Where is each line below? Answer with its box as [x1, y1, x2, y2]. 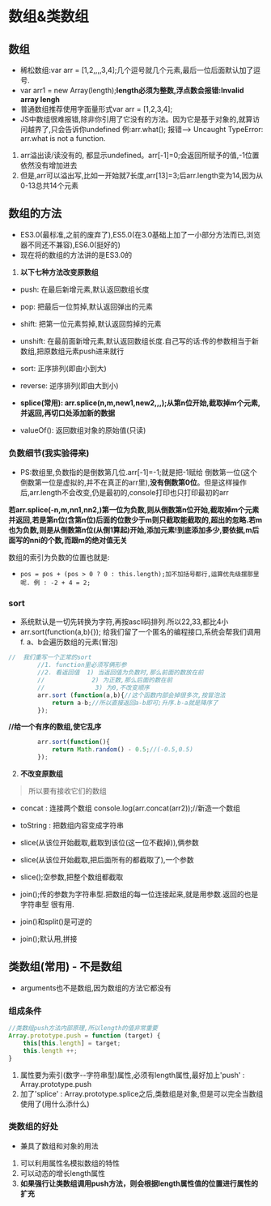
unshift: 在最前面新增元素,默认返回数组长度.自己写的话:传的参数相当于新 [19, 336, 259, 345]
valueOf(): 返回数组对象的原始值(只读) [19, 425, 146, 434]
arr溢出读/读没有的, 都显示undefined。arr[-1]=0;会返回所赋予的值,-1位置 [19, 151, 260, 160]
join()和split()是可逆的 [19, 917, 92, 926]
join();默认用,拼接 [19, 934, 78, 944]
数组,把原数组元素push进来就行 [19, 346, 125, 356]
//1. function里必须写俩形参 [37, 661, 127, 669]
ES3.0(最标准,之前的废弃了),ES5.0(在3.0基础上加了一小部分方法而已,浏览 [19, 229, 261, 239]
